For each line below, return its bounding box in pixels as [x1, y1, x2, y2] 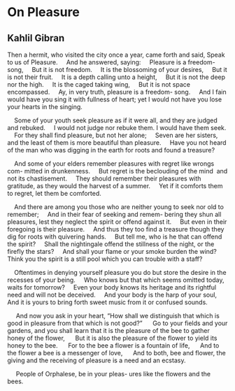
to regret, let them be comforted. [7, 190, 101, 197]
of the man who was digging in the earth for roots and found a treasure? [7, 146, 215, 154]
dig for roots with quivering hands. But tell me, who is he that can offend [7, 232, 222, 241]
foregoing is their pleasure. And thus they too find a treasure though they [7, 225, 225, 233]
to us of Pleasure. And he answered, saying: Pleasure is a [7, 58, 187, 66]
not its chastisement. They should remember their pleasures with [7, 174, 201, 183]
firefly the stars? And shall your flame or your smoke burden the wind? [7, 248, 217, 255]
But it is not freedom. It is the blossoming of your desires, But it [31, 66, 227, 73]
